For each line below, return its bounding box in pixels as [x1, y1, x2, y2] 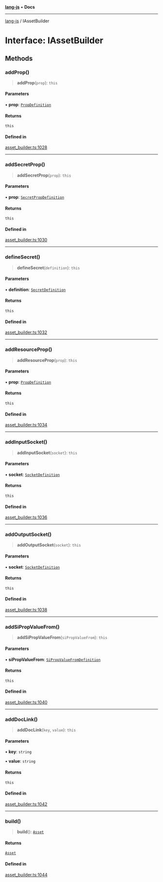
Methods [5, 54, 33, 63]
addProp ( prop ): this [16, 80, 58, 85]
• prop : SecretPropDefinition [5, 194, 65, 200]
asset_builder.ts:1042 [5, 801, 48, 807]
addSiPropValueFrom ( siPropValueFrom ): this [16, 635, 108, 640]
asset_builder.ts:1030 [5, 237, 48, 243]
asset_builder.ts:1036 [5, 514, 48, 521]
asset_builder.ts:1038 [5, 607, 48, 613]
